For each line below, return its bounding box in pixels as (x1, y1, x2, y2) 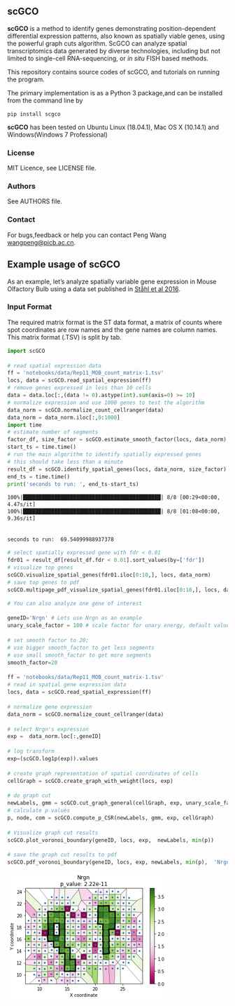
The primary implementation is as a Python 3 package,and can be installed (7, 88, 223, 97)
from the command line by (7, 96, 83, 105)
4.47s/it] (7, 501, 36, 508)
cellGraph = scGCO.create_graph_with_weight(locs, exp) (7, 777, 173, 784)
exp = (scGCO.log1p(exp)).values (7, 756, 99, 763)
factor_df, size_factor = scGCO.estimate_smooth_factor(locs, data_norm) (7, 436, 227, 443)
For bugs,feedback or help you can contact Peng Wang (7, 231, 166, 239)
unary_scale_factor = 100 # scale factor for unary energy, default (7, 622, 211, 629)
